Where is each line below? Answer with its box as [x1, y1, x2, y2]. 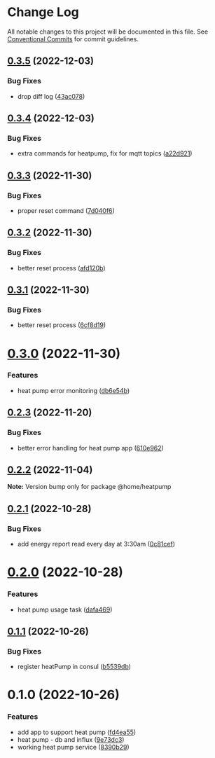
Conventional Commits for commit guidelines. [7, 34, 139, 43]
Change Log [7, 4, 79, 20]
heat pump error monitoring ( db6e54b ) [17, 386, 130, 394]
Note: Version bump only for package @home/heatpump [7, 483, 172, 491]
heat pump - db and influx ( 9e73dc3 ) [17, 735, 125, 743]
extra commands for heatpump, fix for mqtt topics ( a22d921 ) [17, 149, 193, 158]
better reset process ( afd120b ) [17, 263, 106, 272]
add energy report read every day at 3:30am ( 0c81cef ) [17, 540, 175, 549]
